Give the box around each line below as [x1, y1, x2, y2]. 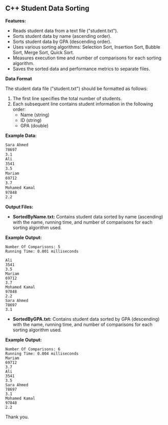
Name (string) [20, 111, 50, 118]
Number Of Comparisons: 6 [5, 347, 60, 352]
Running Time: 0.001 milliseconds [5, 249, 79, 254]
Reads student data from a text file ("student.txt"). [12, 28, 118, 34]
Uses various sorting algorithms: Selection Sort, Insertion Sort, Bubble [12, 43, 160, 50]
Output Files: [5, 204, 34, 210]
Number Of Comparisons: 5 [5, 244, 60, 250]
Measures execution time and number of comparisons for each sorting [12, 55, 162, 61]
